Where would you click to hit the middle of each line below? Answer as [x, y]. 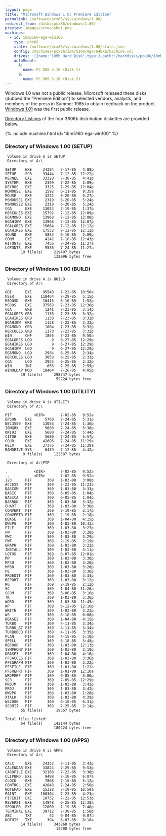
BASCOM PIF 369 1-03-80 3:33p [49, 489]
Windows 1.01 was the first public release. [48, 109]
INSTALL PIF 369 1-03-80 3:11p [49, 550]
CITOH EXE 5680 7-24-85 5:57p [49, 437]
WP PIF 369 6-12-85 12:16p [49, 606]
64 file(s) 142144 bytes [50, 723]
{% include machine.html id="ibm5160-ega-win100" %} [62, 133]
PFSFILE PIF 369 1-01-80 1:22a [49, 667]
